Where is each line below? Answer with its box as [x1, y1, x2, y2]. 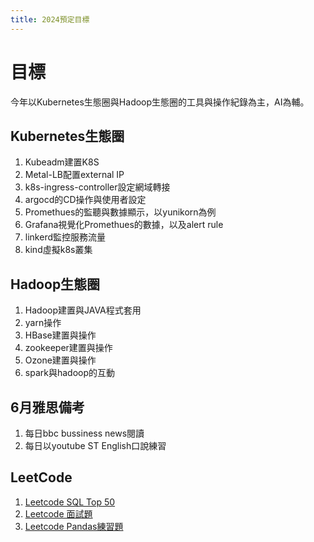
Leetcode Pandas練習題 [24, 520, 124, 532]
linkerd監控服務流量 [24, 231, 106, 243]
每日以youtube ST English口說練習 [24, 440, 167, 451]
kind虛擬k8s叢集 [24, 244, 93, 256]
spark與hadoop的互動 [24, 367, 116, 379]
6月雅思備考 [10, 399, 85, 416]
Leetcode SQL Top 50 [24, 496, 116, 508]
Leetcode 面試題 [24, 507, 93, 520]
